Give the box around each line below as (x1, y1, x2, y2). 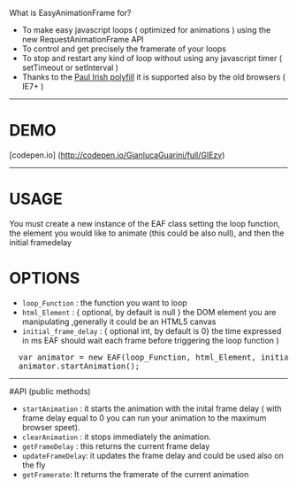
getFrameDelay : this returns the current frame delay (21, 440, 210, 451)
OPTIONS (9, 268, 80, 289)
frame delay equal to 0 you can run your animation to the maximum (21, 412, 267, 423)
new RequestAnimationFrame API (21, 35, 144, 44)
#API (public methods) (9, 385, 91, 397)
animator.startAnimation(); (18, 360, 141, 371)
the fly (21, 460, 46, 470)
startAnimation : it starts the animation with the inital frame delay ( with (21, 403, 282, 414)
